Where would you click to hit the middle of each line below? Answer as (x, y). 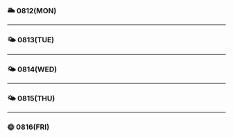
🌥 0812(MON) (32, 10)
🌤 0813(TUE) (31, 40)
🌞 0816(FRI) (28, 127)
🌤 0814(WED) (32, 69)
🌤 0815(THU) (31, 98)
